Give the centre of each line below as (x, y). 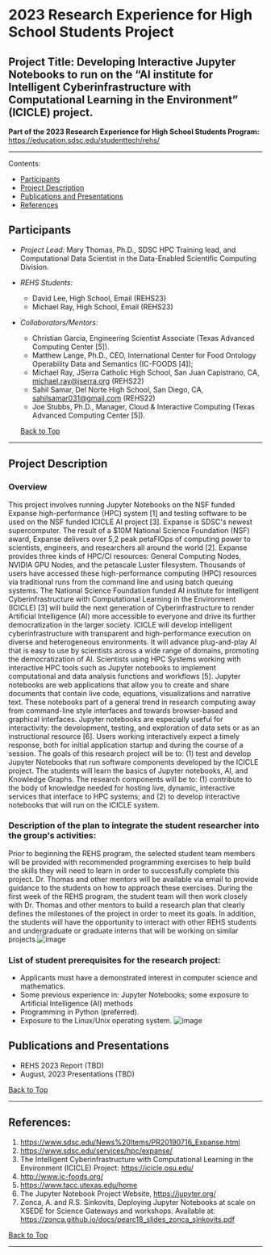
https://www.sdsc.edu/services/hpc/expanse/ (96, 1150)
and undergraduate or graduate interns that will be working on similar (123, 930)
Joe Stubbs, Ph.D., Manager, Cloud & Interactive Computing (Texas (144, 406)
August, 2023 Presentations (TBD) (77, 1074)
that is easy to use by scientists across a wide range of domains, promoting (134, 650)
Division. (35, 267)
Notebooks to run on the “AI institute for (111, 74)
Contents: (25, 164)
